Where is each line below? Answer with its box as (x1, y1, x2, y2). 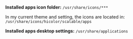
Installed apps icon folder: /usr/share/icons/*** (5, 4, 108, 10)
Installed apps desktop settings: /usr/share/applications (5, 28, 128, 34)
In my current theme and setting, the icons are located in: (5, 14, 125, 19)
